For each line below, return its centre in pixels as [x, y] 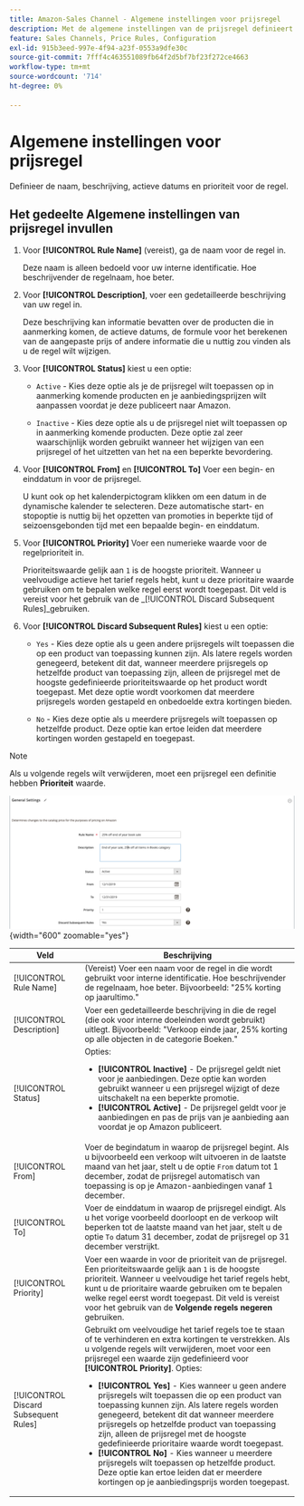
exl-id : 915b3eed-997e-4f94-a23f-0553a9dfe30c [99, 48]
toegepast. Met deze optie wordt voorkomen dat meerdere [145, 692]
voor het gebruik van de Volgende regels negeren [179, 1307]
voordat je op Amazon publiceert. [160, 1126]
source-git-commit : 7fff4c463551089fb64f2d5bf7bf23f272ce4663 [129, 58]
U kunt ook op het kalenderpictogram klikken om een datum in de [144, 497]
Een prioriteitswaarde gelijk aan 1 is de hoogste [172, 1269]
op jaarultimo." [112, 998]
